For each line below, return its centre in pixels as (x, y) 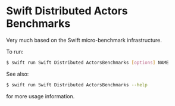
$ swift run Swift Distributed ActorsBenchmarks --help (77, 85)
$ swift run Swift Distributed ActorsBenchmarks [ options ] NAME (87, 63)
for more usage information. (40, 96)
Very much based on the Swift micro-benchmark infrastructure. (84, 40)
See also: (18, 74)
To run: (15, 51)
